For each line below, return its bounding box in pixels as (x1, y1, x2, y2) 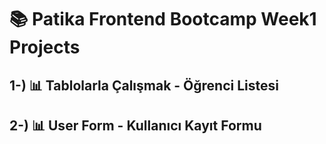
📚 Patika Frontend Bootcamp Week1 (9, 8, 317, 31)
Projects (9, 36, 81, 59)
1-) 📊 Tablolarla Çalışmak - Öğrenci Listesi (9, 77, 279, 94)
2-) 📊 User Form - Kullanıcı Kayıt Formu (9, 117, 262, 134)
